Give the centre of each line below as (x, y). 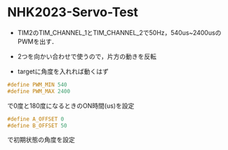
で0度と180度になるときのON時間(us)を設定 (71, 106)
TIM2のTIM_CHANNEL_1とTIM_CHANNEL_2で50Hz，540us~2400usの (119, 32)
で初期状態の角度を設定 (41, 140)
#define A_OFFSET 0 (36, 119)
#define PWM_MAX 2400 (39, 91)
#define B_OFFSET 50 (38, 125)
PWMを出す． (38, 41)
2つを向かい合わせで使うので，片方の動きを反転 (87, 56)
